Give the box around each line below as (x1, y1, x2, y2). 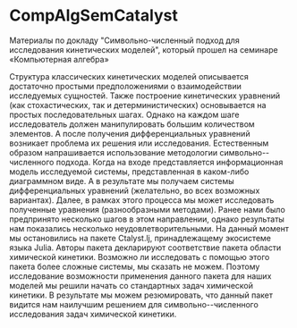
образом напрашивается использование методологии (9, 147, 218, 157)
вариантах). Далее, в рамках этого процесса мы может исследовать (9, 194, 275, 206)
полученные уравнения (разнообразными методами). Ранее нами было (9, 204, 286, 214)
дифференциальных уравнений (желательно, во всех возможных (9, 185, 260, 196)
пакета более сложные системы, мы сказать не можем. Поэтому (9, 261, 260, 272)
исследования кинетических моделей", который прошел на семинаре (9, 44, 279, 55)
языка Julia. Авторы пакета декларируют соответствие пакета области (9, 242, 282, 253)
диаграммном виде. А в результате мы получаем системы (9, 175, 234, 186)
